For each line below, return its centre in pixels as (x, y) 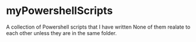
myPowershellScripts (60, 11)
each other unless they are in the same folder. (62, 33)
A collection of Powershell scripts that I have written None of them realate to (98, 27)
